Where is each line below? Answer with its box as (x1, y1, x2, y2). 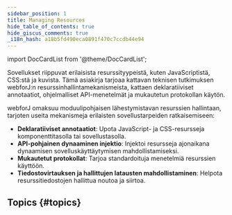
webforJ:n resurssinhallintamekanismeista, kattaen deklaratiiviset (7, 83, 194, 92)
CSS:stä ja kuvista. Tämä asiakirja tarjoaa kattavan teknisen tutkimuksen (7, 76, 214, 84)
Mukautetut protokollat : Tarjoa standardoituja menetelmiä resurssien (17, 154, 216, 163)
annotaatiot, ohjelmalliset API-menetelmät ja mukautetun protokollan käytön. (7, 91, 226, 99)
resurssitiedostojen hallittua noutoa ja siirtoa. (17, 176, 146, 184)
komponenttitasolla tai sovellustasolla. (17, 132, 126, 141)
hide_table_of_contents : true (7, 23, 95, 30)
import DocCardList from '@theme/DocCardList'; (7, 55, 147, 63)
